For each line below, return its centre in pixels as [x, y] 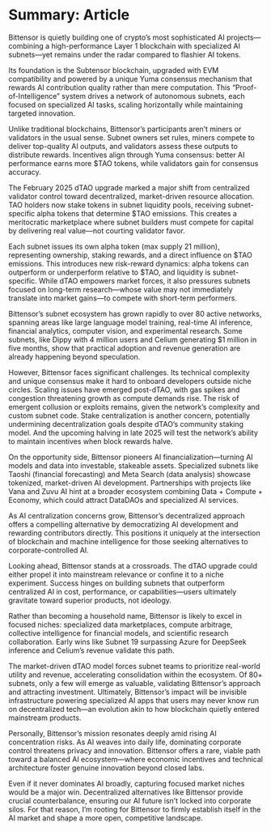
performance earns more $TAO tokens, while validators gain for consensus [133, 163]
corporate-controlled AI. [49, 550]
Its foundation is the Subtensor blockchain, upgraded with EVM [114, 70]
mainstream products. [45, 718]
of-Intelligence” [34, 96]
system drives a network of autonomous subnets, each [153, 96]
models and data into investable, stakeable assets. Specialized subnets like [133, 465]
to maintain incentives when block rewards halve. [91, 441]
